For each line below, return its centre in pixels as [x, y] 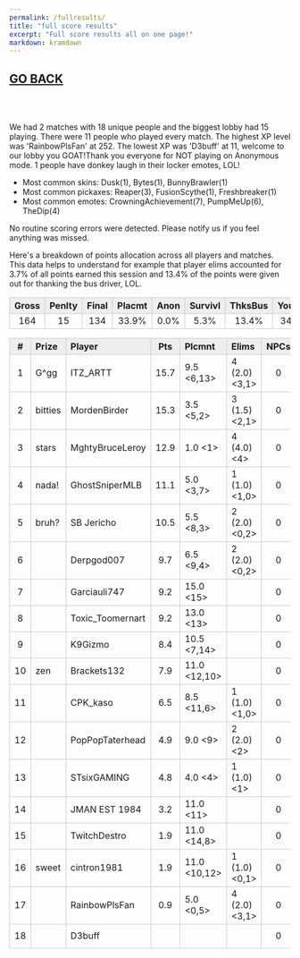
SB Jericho [93, 522]
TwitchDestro [98, 835]
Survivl [204, 306]
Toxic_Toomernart [108, 618]
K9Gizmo [90, 645]
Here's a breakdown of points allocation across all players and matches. [142, 255]
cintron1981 [96, 868]
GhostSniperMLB [106, 486]
